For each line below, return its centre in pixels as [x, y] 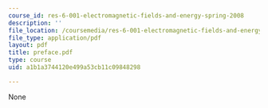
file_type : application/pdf [55, 38]
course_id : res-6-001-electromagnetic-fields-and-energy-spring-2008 [126, 15]
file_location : [33, 30]
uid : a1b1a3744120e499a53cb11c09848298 [75, 67]
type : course [30, 60]
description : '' [35, 23]
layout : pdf [28, 45]
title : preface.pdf [41, 52]
